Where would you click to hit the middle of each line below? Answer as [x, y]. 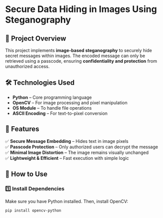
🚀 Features [22, 129]
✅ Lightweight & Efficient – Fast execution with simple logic [67, 158]
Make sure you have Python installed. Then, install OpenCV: [67, 201]
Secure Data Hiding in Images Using [81, 9]
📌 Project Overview [36, 38]
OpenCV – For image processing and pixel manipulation [70, 102]
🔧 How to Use [26, 174]
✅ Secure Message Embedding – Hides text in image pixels [67, 141]
